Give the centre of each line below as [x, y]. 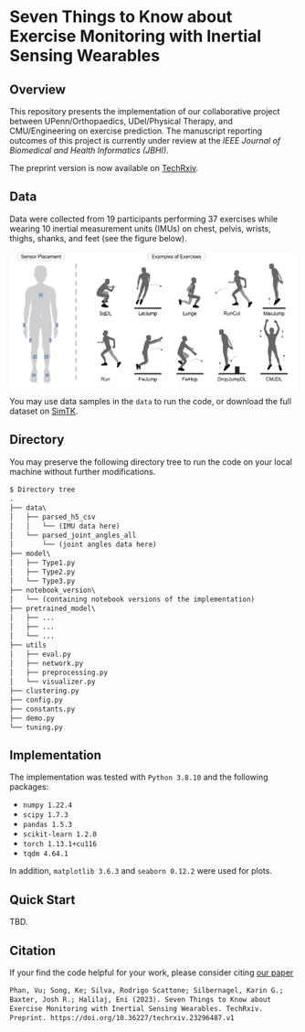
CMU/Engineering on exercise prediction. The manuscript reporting [136, 131]
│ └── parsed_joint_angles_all [73, 535]
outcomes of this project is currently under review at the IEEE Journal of [145, 140]
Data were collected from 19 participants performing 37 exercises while [144, 219]
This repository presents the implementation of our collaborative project [145, 111]
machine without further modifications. [83, 471]
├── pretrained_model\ [53, 608]
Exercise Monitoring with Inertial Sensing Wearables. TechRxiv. [136, 1009]
